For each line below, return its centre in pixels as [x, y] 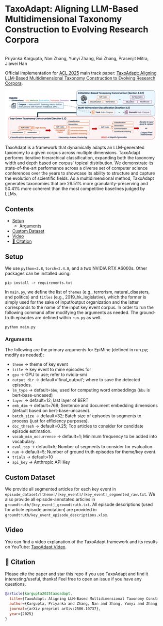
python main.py [20, 327]
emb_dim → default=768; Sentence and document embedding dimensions [85, 406]
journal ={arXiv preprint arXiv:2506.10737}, [55, 609]
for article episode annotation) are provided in [51, 510]
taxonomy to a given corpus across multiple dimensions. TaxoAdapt [73, 153]
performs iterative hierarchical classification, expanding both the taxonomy [80, 158]
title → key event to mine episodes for [51, 370]
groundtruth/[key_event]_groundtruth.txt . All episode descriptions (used [79, 504]
